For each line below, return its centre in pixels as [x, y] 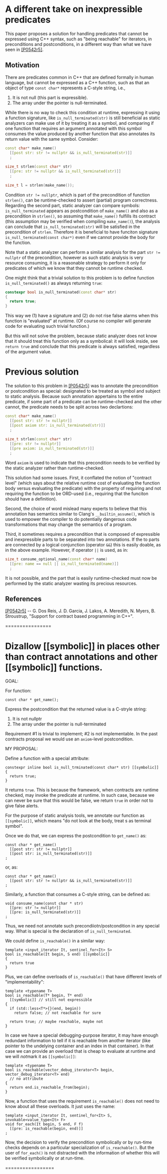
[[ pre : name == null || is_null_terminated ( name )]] [64, 564]
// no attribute [26, 1079]
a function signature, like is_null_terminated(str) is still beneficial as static [83, 118]
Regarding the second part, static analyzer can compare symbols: [73, 205]
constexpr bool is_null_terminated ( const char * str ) [61, 292]
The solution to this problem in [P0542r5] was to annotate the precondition [82, 386]
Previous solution [42, 372]
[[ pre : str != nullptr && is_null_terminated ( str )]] [65, 171]
